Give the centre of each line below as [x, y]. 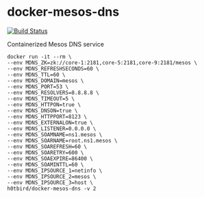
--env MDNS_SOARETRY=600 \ [46, 152]
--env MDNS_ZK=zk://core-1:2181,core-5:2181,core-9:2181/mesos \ [102, 62]
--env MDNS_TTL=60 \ [37, 75]
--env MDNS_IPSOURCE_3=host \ [50, 182]
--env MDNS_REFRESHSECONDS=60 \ [53, 69]
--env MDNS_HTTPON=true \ [44, 104]
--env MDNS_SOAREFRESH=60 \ [47, 147]
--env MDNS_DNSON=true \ [42, 110]
